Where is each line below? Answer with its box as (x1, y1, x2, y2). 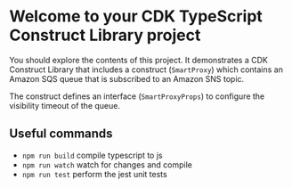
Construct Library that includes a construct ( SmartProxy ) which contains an (9, 64, 283, 75)
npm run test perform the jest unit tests (21, 168, 167, 179)
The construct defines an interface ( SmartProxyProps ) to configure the (9, 91, 265, 102)
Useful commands (9, 127, 113, 142)
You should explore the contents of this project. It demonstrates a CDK (9, 54, 269, 65)
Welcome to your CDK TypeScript (9, 6, 263, 27)
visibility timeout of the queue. (9, 100, 120, 110)
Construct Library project (9, 25, 201, 45)
